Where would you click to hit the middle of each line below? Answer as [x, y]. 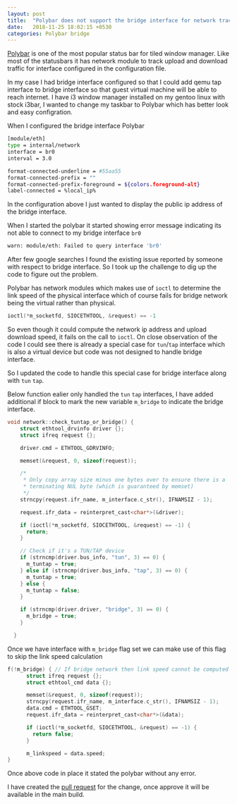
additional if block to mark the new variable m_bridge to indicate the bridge [115, 402]
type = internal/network [44, 145]
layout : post [26, 14]
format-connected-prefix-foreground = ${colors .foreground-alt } [104, 184]
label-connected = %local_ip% [52, 191]
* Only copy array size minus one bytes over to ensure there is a [124, 480]
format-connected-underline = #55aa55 [64, 171]
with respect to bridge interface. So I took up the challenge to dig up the [112, 267]
